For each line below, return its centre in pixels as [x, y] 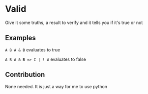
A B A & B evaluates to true [33, 49]
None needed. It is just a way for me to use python [56, 86]
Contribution [25, 75]
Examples [20, 38]
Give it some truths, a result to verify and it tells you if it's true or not [74, 23]
